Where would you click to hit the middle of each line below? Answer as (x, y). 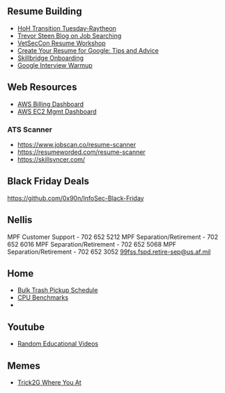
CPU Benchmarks (42, 298)
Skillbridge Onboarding (51, 58)
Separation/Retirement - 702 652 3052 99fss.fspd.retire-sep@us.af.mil (109, 252)
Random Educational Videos (58, 344)
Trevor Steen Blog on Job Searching (69, 36)
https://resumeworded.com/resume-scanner (82, 152)
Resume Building (45, 11)
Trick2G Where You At (49, 382)
